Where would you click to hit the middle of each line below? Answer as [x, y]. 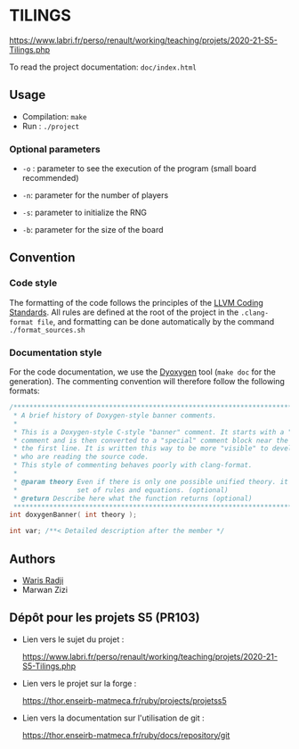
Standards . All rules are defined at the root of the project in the [124, 312]
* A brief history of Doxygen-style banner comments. [115, 416]
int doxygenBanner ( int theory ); [73, 515]
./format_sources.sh [48, 330]
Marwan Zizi [45, 589]
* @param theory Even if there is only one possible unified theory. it [151, 481]
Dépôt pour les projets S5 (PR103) [105, 617]
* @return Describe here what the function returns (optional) [133, 498]
